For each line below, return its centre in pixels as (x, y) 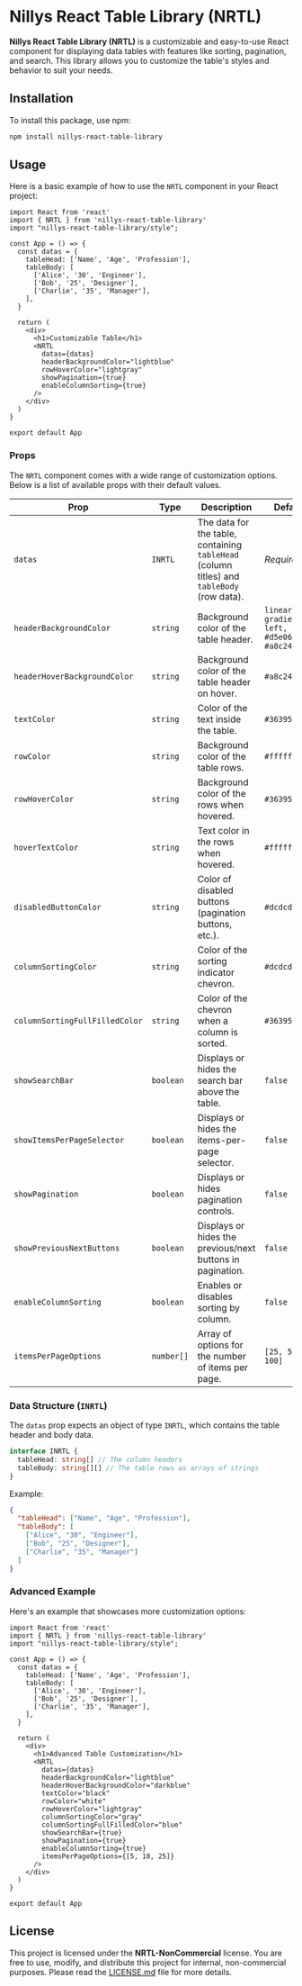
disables (215, 1296)
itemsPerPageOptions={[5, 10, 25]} (108, 1856)
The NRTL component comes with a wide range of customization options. (143, 475)
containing (220, 545)
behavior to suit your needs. (61, 70)
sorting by (219, 1307)
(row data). (221, 596)
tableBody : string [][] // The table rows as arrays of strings (138, 1468)
